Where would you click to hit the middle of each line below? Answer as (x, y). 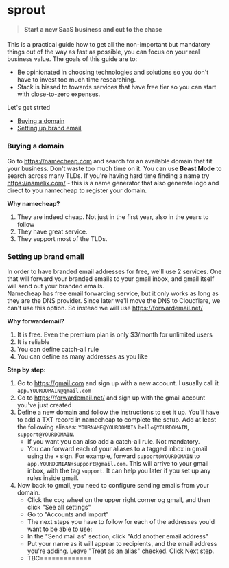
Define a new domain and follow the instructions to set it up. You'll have (118, 412)
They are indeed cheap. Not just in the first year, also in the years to (113, 217)
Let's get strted (29, 108)
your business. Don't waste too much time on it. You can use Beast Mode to (114, 168)
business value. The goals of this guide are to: (72, 59)
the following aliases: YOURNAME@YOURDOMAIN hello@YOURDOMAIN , (103, 427)
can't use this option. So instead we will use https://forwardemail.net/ (105, 308)
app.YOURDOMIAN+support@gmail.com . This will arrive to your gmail (118, 463)
